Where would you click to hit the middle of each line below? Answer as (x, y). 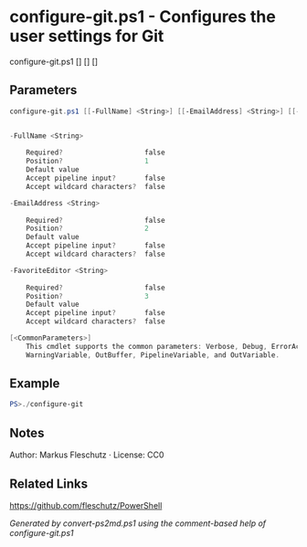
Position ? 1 (87, 162)
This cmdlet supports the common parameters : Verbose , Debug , (147, 346)
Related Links (49, 484)
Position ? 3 (87, 296)
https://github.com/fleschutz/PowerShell (86, 505)
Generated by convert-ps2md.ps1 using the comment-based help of (138, 523)
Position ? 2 (87, 229)
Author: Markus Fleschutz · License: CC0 (87, 455)
